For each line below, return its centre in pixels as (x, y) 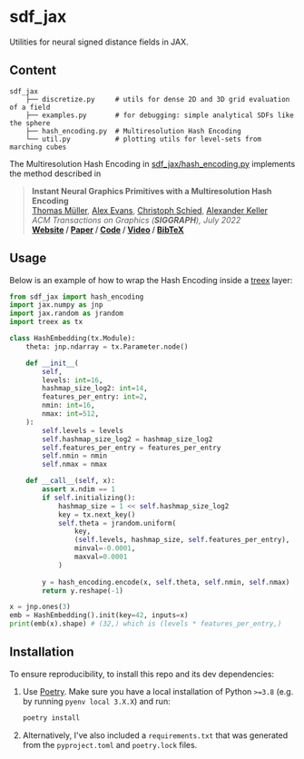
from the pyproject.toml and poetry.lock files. (110, 744)
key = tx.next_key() (97, 515)
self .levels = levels (83, 430)
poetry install (51, 718)
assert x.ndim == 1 (79, 489)
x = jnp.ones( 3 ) (40, 607)
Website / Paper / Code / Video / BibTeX (108, 230)
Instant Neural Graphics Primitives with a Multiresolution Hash (152, 191)
